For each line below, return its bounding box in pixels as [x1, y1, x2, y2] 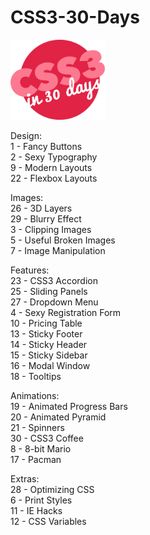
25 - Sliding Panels [10, 285, 88, 297]
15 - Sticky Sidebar [10, 349, 88, 361]
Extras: [10, 472, 40, 485]
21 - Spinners [10, 421, 65, 433]
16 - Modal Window [10, 359, 91, 371]
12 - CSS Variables [10, 515, 87, 527]
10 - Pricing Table [10, 317, 83, 329]
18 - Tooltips [10, 370, 62, 382]
